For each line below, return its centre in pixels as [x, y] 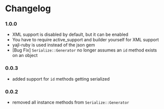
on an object [25, 55]
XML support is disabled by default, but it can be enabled [70, 34]
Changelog [28, 9]
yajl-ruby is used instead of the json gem [54, 45]
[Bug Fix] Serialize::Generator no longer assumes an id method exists [84, 50]
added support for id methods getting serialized [61, 79]
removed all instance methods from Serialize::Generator [70, 102]
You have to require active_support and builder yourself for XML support [85, 40]
